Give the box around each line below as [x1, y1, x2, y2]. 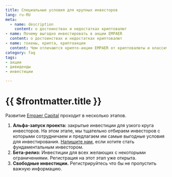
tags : [5, 55, 17, 60]
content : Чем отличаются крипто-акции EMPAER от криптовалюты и [10, 45, 150, 50]
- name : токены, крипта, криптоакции [5, 41, 86, 46]
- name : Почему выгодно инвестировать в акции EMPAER [5, 31, 123, 36]
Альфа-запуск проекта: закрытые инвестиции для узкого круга [12, 122, 154, 128]
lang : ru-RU [5, 12, 31, 17]
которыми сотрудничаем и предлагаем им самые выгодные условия [12, 133, 165, 139]
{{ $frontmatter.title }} [5, 95, 102, 107]
